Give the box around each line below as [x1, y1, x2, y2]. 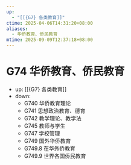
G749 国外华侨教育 [24, 137, 71, 145]
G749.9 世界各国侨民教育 [24, 152, 86, 160]
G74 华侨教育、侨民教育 [6, 64, 125, 78]
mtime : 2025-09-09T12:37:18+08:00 [6, 37, 94, 43]
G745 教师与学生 [24, 122, 66, 129]
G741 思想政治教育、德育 [24, 107, 86, 114]
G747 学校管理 [24, 129, 60, 137]
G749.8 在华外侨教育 [24, 145, 75, 152]
